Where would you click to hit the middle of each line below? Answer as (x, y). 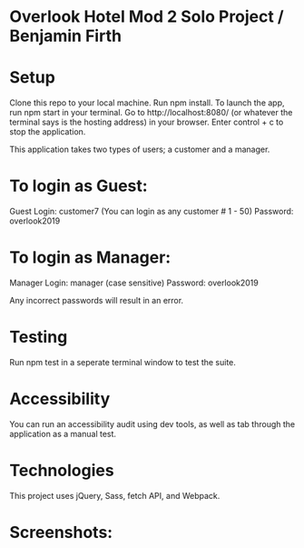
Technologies (62, 471)
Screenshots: (61, 533)
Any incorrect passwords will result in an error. (97, 300)
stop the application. (48, 132)
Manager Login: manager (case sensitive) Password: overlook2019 (134, 283)
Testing (39, 337)
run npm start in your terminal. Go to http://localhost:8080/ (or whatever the (151, 113)
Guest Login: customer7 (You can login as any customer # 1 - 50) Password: (152, 212)
